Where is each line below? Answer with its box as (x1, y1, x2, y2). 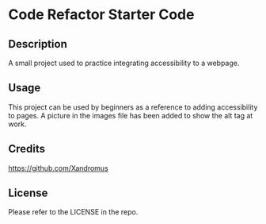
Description (8, 37, 67, 51)
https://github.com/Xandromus (8, 163, 108, 172)
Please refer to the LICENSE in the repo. (8, 207, 139, 217)
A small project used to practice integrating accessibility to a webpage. (8, 58, 240, 68)
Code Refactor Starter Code (8, 6, 195, 24)
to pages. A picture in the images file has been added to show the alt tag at (8, 110, 253, 120)
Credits (8, 142, 46, 156)
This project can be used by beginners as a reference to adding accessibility (8, 102, 258, 112)
